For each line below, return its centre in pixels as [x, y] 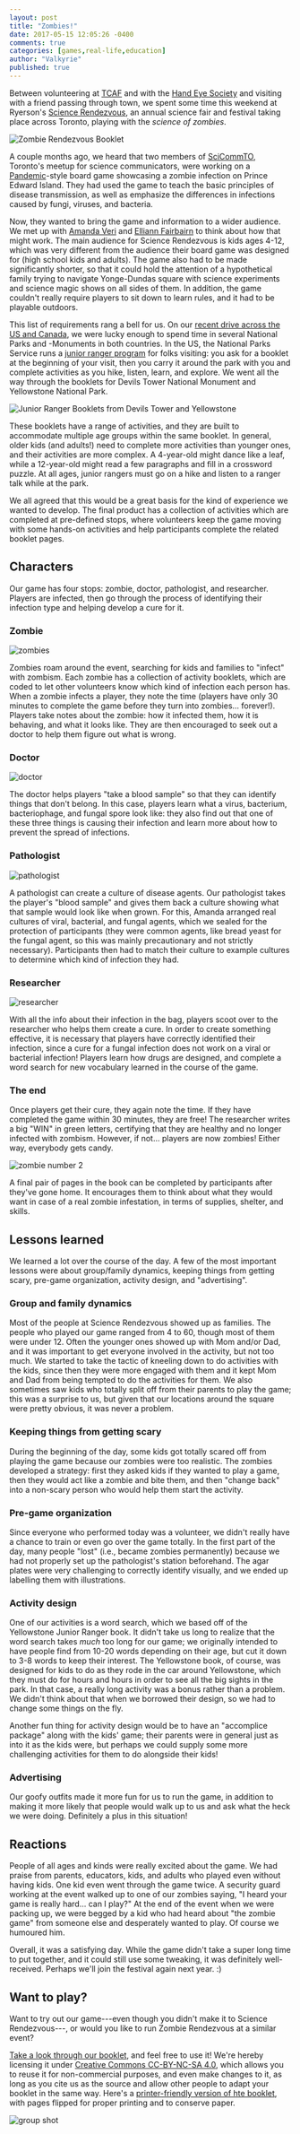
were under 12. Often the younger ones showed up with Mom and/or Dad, [145, 1342]
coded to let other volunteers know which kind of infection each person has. [150, 686]
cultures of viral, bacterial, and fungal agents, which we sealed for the [138, 921]
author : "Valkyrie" [46, 59]
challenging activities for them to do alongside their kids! [114, 1755]
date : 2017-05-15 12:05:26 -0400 [72, 34]
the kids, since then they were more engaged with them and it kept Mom [143, 1371]
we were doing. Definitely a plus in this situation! [99, 1816]
